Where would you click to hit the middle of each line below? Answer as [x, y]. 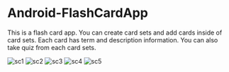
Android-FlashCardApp [78, 13]
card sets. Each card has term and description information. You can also [113, 40]
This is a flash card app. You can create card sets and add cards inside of [115, 32]
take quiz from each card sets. [52, 47]
